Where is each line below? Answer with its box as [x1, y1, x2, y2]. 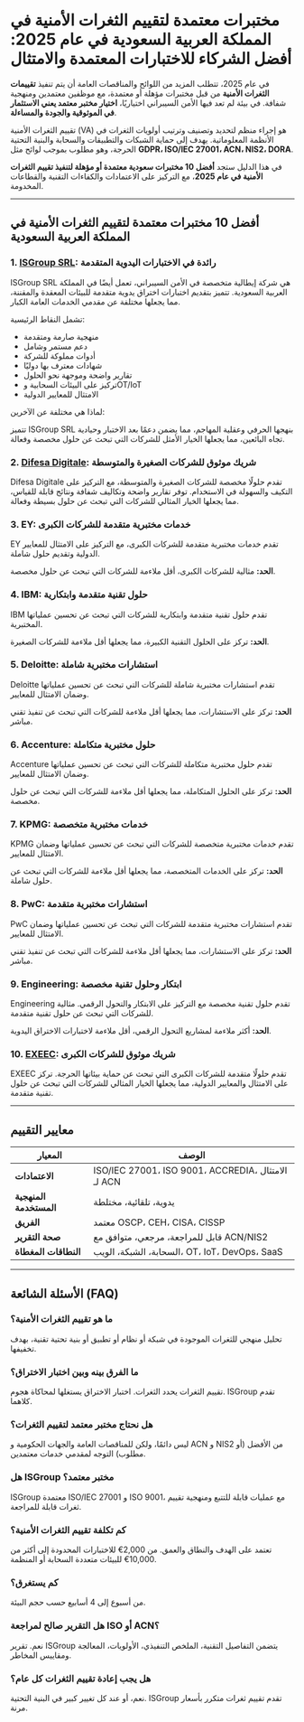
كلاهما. [10, 1396, 32, 1407]
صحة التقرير [14, 1231, 61, 1243]
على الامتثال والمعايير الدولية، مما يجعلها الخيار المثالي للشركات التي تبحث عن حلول [10, 1078, 289, 1089]
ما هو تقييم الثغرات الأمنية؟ [10, 1313, 114, 1325]
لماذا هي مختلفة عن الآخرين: [10, 406, 106, 416]
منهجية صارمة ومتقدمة [23, 331, 99, 342]
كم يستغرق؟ [10, 1576, 59, 1588]
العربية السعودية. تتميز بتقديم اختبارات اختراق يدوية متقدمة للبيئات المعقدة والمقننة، [10, 286, 288, 297]
